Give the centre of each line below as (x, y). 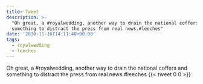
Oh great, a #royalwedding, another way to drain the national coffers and (97, 68)
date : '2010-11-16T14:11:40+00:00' (51, 34)
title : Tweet (23, 12)
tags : (13, 40)
